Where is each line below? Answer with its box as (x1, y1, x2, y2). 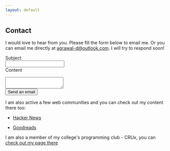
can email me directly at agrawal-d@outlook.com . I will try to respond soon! (5, 45, 165, 51)
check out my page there (5, 140, 58, 146)
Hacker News (12, 115, 42, 121)
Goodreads (12, 125, 37, 131)
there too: (5, 105, 26, 111)
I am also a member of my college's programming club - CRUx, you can (5, 134, 156, 140)
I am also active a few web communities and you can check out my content (5, 100, 163, 106)
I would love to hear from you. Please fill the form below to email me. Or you (5, 40, 165, 46)
